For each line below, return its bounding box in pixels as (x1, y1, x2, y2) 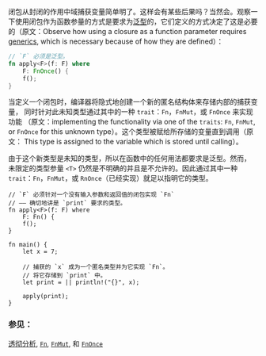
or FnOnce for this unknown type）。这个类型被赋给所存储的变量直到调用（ (8, 127, 247, 136)
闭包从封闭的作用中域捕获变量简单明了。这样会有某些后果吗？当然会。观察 (8, 7, 251, 16)
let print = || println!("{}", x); (22, 278, 140, 287)
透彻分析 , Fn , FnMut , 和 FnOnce (8, 339, 103, 348)
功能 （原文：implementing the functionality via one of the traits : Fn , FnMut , (8, 117, 256, 127)
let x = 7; (22, 248, 59, 256)
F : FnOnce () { (22, 67, 69, 75)
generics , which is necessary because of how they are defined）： (8, 36, 224, 46)
